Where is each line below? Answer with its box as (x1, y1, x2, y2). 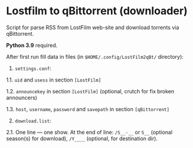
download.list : (14, 117, 52, 124)
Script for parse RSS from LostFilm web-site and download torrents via (6, 24, 179, 31)
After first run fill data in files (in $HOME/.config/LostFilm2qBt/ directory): (6, 53, 184, 60)
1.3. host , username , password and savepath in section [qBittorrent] (6, 105, 170, 112)
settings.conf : (14, 64, 52, 72)
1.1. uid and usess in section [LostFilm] (6, 76, 102, 83)
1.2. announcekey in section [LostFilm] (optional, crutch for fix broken (6, 87, 175, 95)
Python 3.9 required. (6, 42, 58, 49)
